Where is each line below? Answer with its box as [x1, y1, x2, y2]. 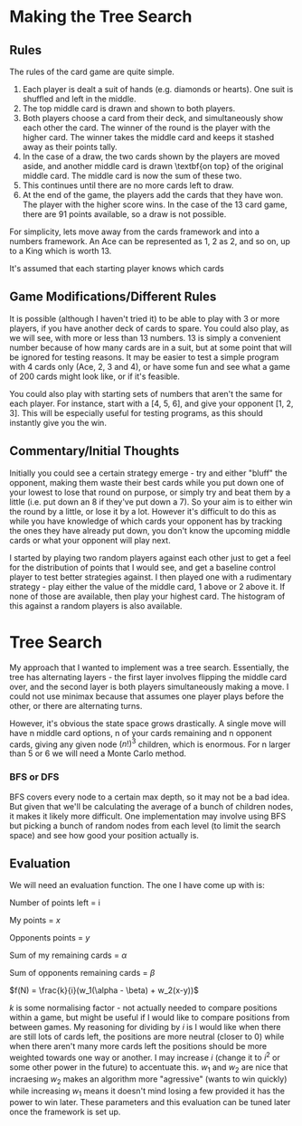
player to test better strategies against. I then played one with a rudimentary [9, 572, 292, 582]
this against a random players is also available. [9, 600, 183, 611]
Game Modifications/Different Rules [9, 289, 217, 305]
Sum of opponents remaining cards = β [9, 968, 156, 979]
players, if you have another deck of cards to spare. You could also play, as [9, 323, 289, 334]
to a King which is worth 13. [9, 246, 112, 256]
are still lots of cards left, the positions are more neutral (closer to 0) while [9, 1031, 285, 1042]
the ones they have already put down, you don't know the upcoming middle [9, 525, 291, 535]
